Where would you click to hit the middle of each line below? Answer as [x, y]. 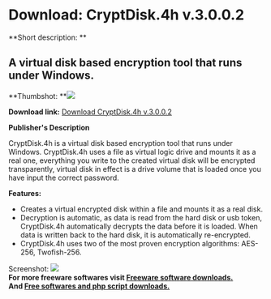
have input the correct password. [64, 177]
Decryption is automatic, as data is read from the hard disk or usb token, [141, 217]
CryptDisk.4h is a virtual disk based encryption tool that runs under [120, 143]
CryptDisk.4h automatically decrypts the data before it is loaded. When [139, 226]
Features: [25, 193]
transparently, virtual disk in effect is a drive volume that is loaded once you [135, 169]
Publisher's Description [49, 127]
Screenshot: [29, 268]
